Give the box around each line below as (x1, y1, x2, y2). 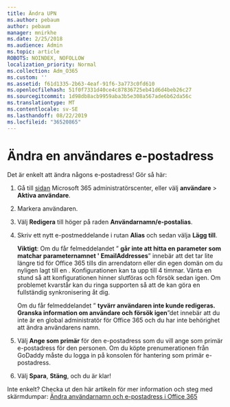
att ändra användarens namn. (16, 323, 101, 332)
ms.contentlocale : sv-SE (7, 106, 78, 113)
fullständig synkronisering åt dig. (16, 288, 111, 296)
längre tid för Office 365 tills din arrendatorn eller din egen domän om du (16, 259, 223, 268)
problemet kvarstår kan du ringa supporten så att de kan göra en (16, 281, 200, 289)
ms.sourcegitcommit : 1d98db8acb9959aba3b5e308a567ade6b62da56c (7, 93, 192, 100)
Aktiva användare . (16, 191, 71, 200)
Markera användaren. (16, 205, 78, 213)
